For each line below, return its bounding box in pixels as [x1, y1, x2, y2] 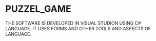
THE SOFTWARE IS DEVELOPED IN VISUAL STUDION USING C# [5, 20, 141, 26]
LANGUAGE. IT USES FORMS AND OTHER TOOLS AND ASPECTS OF [5, 25, 151, 31]
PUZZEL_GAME [5, 3, 72, 15]
